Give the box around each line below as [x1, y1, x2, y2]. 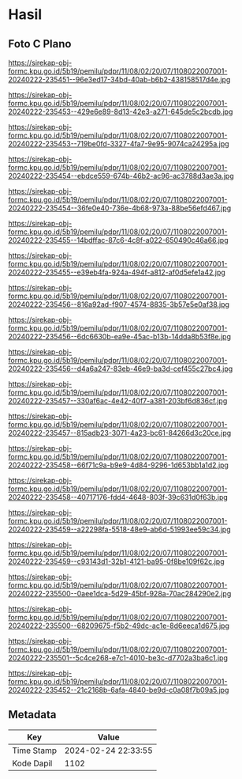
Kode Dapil [12, 758, 53, 769]
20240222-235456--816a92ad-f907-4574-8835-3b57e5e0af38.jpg [8, 300, 230, 309]
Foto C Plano [8, 37, 72, 51]
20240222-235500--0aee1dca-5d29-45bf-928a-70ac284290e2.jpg [8, 589, 232, 598]
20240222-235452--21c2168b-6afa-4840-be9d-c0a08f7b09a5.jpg [8, 686, 229, 694]
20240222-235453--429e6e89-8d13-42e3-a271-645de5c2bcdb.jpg [8, 107, 233, 116]
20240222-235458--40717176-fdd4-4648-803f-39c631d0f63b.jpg [8, 493, 229, 501]
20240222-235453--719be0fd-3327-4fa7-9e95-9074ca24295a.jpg [8, 139, 230, 148]
